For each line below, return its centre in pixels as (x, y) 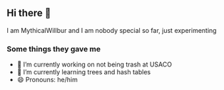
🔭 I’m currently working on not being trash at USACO (95, 64)
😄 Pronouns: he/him (47, 80)
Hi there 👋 (29, 13)
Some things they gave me (54, 49)
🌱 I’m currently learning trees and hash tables (84, 72)
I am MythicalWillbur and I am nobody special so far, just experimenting (112, 30)
